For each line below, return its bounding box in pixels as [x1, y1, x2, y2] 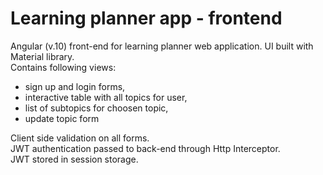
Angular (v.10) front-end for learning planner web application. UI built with [10, 40, 314, 52]
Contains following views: [10, 61, 117, 73]
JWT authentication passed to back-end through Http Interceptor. [10, 142, 281, 154]
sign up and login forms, [24, 80, 126, 92]
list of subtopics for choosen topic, [24, 102, 169, 114]
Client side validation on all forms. [10, 132, 150, 144]
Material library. [10, 50, 75, 62]
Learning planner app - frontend [10, 7, 283, 30]
